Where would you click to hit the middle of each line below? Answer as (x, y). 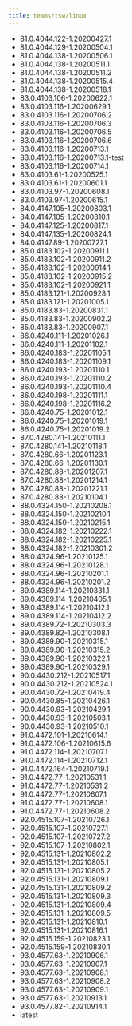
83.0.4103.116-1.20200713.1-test (72, 157)
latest (29, 1015)
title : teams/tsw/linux (48, 16)
